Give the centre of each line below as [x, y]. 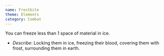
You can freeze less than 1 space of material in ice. [58, 33]
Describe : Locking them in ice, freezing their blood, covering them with [86, 43]
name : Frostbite [22, 10]
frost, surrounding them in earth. [46, 48]
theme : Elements [22, 14]
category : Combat [23, 19]
